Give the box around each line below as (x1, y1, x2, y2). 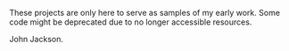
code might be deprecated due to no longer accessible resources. (9, 17, 252, 27)
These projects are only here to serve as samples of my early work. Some (9, 8, 281, 18)
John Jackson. (9, 34, 64, 44)
